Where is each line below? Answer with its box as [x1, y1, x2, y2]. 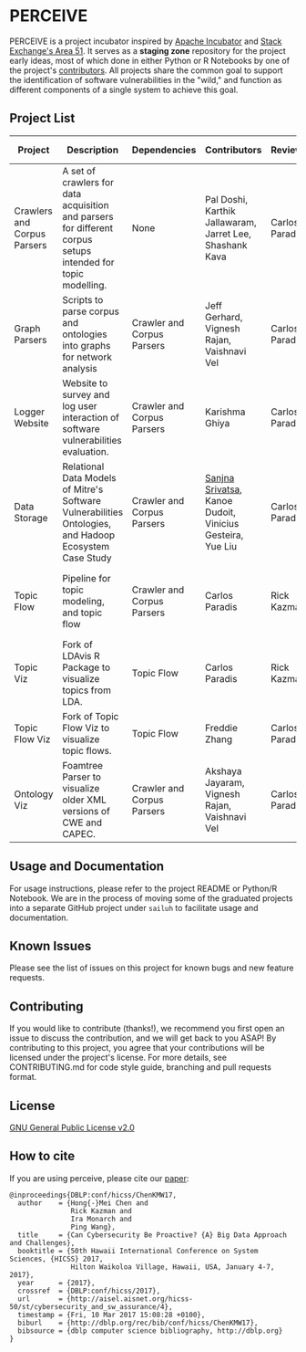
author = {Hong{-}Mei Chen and [17, 1198, 148, 1208]
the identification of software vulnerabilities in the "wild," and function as [9, 74, 282, 85]
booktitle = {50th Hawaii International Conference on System [17, 1246, 259, 1255]
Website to [62, 376, 108, 389]
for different [62, 221, 114, 234]
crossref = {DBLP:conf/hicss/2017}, [17, 1286, 161, 1295]
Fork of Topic [62, 709, 119, 722]
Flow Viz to [62, 721, 110, 734]
